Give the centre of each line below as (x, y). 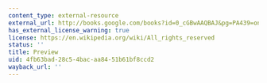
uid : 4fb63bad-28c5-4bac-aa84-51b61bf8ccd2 (81, 60)
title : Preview (33, 52)
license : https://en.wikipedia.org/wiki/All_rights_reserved (112, 38)
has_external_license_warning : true (69, 30)
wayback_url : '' (35, 67)
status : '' (26, 45)
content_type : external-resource (64, 15)
